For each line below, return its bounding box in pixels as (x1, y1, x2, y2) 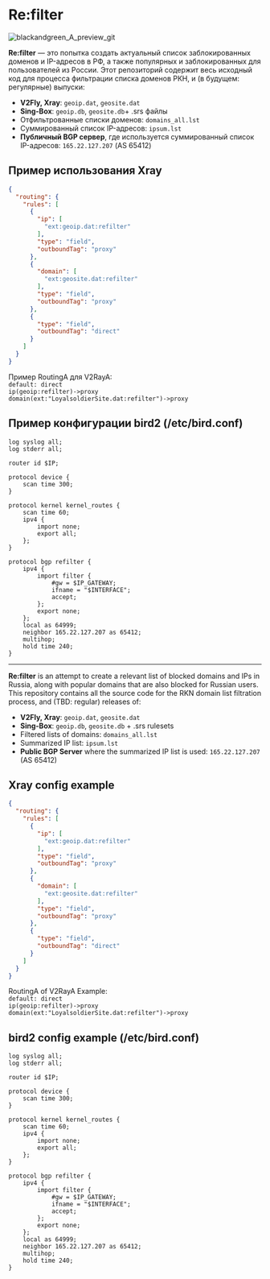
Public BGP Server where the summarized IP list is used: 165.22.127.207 (19, 747, 260, 756)
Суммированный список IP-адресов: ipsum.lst (19, 123, 182, 133)
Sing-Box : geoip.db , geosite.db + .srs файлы (19, 106, 168, 116)
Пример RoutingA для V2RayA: (8, 372, 112, 382)
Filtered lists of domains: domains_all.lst (19, 729, 158, 739)
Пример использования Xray (8, 163, 162, 178)
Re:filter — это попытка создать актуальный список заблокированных (8, 48, 252, 57)
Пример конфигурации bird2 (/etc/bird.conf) (8, 416, 243, 430)
